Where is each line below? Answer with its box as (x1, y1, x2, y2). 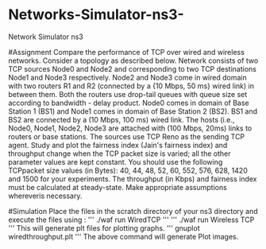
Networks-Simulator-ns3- (8, 6, 184, 24)
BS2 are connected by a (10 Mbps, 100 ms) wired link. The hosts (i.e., (8, 115, 235, 124)
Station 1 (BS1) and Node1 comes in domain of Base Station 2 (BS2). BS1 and (8, 106, 258, 116)
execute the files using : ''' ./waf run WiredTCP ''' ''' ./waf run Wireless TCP (8, 215, 255, 224)
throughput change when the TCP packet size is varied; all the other (8, 149, 232, 158)
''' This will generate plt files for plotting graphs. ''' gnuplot (8, 223, 200, 232)
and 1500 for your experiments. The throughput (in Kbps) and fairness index (8, 173, 257, 184)
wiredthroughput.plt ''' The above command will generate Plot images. (8, 231, 239, 241)
